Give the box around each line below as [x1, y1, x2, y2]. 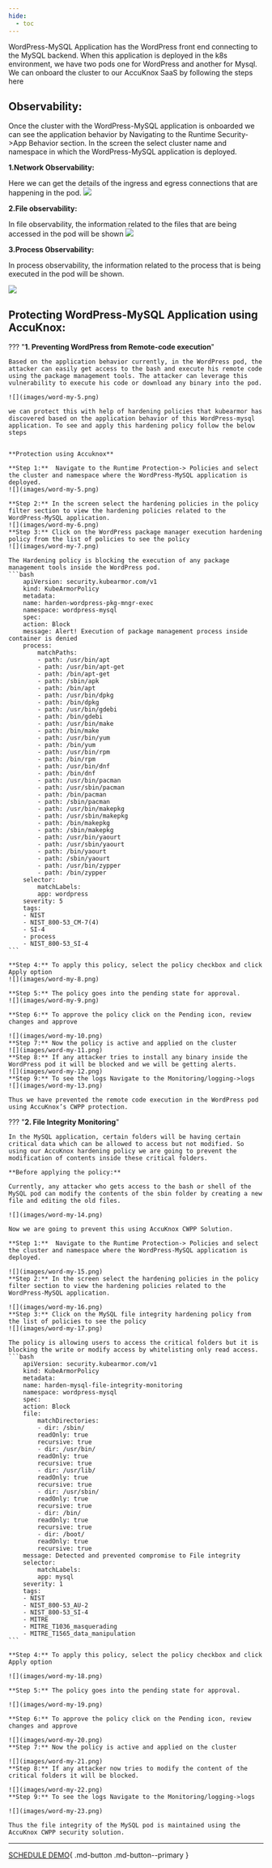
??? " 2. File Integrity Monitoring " [8, 1117, 120, 1127]
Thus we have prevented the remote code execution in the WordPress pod [8, 1096, 259, 1104]
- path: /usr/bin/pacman [37, 776, 121, 785]
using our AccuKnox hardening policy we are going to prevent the [8, 1147, 237, 1156]
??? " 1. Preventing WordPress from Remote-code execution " [8, 342, 215, 352]
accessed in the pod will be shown [8, 229, 124, 239]
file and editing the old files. [8, 1197, 121, 1205]
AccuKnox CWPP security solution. [8, 1828, 125, 1837]
